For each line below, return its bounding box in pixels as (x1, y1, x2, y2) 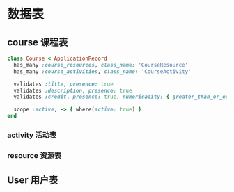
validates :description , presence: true (13, 87, 132, 94)
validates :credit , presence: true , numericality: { (13, 93, 170, 101)
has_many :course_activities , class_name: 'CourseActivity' (13, 67, 192, 75)
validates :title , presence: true (13, 81, 114, 88)
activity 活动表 (7, 130, 57, 140)
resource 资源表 (7, 150, 61, 160)
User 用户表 (7, 175, 58, 186)
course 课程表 (7, 36, 68, 48)
